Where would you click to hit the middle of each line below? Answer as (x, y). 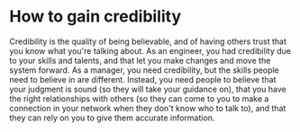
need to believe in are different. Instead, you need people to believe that (143, 79)
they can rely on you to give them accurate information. (112, 118)
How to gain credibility (95, 17)
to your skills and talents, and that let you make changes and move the (140, 60)
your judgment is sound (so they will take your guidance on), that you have (148, 89)
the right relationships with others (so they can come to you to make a (139, 98)
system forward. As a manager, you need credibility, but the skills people (144, 70)
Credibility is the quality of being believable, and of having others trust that (148, 41)
